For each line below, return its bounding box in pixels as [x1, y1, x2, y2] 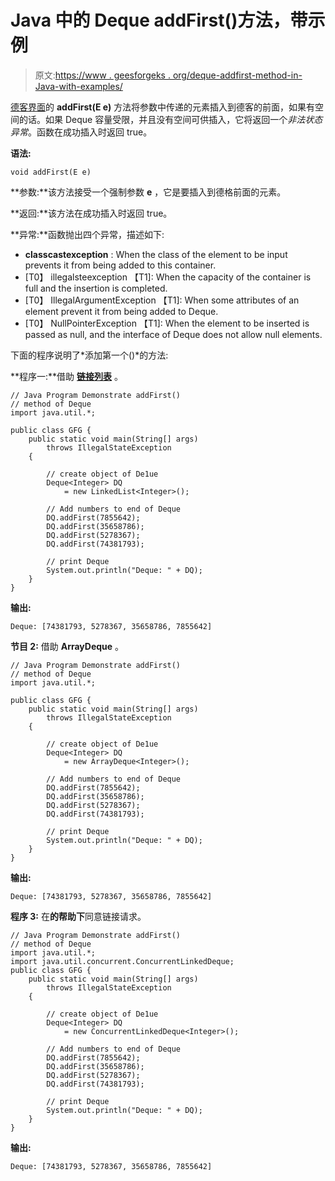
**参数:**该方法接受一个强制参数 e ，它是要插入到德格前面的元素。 [10, 186, 287, 198]
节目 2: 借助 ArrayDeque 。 [10, 640, 125, 652]
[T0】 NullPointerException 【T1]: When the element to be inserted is [24, 317, 310, 329]
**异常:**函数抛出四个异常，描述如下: [10, 228, 165, 240]
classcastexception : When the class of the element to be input [24, 248, 288, 260]
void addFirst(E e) [10, 167, 92, 177]
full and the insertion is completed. [24, 282, 168, 294]
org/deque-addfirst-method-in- [172, 69, 303, 81]
